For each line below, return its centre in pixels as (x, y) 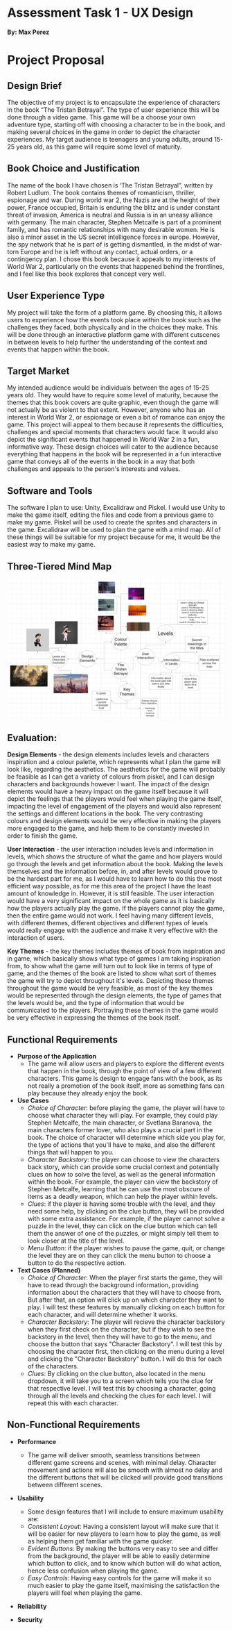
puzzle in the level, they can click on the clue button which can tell (122, 1226)
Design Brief (35, 86)
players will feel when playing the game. (85, 1593)
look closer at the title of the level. (76, 1241)
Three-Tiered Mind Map (60, 566)
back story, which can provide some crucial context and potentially (123, 1167)
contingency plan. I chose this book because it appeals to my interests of (111, 259)
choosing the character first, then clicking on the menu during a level (126, 1352)
